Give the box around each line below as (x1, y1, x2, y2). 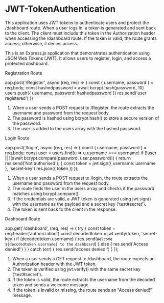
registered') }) (5, 95, 33, 101)
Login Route (5, 135, 29, 141)
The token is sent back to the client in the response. (12, 206, 117, 212)
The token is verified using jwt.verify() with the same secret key (12, 266, 141, 272)
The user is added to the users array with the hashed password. (12, 125, 141, 131)
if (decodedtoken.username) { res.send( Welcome (16, 236, 113, 242)
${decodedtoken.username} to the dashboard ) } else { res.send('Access (5, 241, 148, 247)
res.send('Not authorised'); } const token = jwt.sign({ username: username (5, 160, 156, 166)
